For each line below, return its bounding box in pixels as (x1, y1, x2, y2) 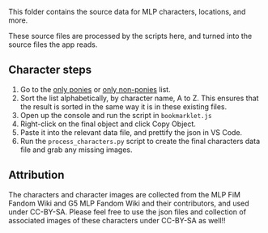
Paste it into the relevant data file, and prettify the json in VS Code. (19, 127, 243, 137)
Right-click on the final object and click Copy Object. (19, 119, 197, 129)
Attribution (8, 168, 65, 182)
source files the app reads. (8, 40, 98, 49)
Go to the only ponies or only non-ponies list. (19, 84, 172, 94)
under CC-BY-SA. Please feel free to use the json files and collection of (8, 206, 247, 217)
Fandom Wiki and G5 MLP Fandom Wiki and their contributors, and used (8, 198, 249, 208)
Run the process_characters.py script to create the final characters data (19, 136, 261, 146)
